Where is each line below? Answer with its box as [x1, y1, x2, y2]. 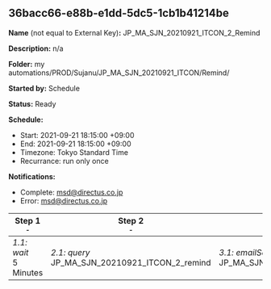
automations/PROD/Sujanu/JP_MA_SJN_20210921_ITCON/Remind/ [8, 68, 230, 77]
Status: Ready [8, 98, 56, 108]
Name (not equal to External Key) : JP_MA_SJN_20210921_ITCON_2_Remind [8, 27, 261, 37]
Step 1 [15, 215, 41, 226]
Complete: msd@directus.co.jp [19, 187, 123, 197]
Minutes [12, 266, 44, 278]
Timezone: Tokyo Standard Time [19, 147, 129, 157]
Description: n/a [8, 44, 64, 53]
